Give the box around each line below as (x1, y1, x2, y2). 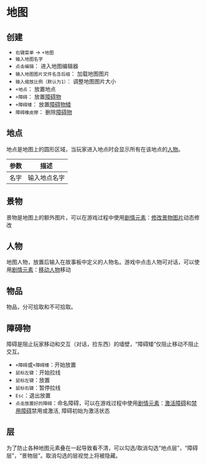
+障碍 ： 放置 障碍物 (15, 93, 61, 100)
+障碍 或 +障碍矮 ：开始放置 (15, 361, 77, 369)
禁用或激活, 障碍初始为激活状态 (31, 407, 110, 415)
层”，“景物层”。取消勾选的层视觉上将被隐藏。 (6, 452, 121, 459)
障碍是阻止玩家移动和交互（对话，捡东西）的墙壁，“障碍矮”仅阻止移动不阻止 (6, 340, 199, 348)
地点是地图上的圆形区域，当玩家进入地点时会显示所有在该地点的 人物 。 (6, 145, 184, 153)
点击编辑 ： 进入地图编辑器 (15, 63, 78, 69)
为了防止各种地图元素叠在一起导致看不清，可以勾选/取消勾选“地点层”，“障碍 (6, 444, 198, 452)
